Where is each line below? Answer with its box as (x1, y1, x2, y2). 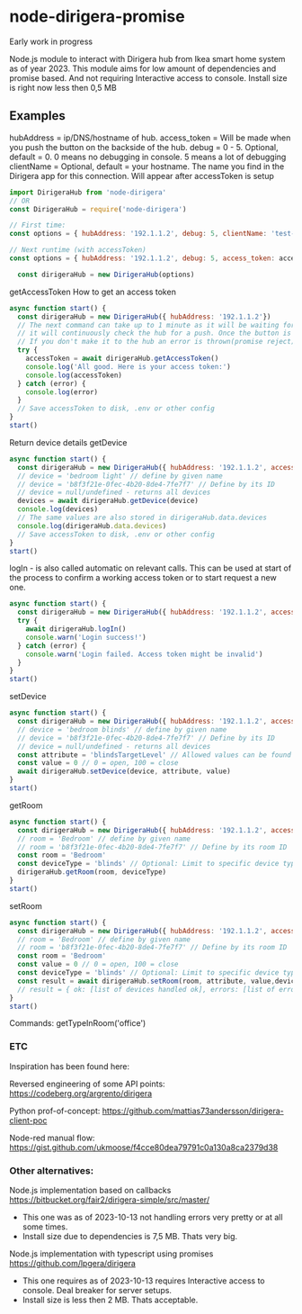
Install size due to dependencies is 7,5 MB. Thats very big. (22, 1230, 238, 1241)
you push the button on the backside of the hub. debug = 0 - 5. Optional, (9, 141, 279, 152)
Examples (9, 108, 66, 123)
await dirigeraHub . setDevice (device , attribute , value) (17, 767, 231, 776)
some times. (22, 1221, 68, 1232)
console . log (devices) (17, 505, 99, 514)
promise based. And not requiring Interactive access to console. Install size (9, 72, 288, 83)
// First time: (9, 220, 67, 230)
